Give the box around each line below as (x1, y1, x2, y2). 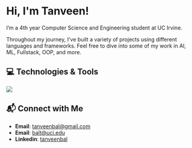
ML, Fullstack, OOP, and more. (6, 48, 82, 55)
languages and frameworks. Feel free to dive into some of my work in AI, (6, 42, 187, 49)
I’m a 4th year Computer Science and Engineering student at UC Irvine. (6, 24, 182, 31)
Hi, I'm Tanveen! (6, 4, 89, 18)
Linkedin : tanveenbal (14, 135, 68, 143)
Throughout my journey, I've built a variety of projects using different (6, 35, 178, 43)
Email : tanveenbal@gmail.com (14, 122, 91, 130)
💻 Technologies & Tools (6, 67, 99, 77)
